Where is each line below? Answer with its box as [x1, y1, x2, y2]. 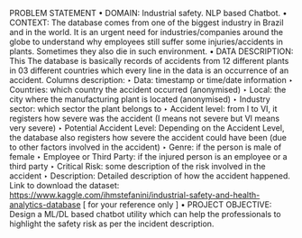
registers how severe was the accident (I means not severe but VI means [9, 113, 280, 124]
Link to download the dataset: [9, 180, 120, 190]
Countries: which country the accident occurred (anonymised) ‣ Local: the [9, 85, 287, 95]
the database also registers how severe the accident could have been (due [9, 133, 287, 142]
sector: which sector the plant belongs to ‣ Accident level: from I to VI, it [9, 104, 278, 114]
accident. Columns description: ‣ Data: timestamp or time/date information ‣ [9, 75, 294, 85]
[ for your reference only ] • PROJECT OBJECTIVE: [82, 199, 272, 210]
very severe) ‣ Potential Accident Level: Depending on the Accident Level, [9, 123, 285, 133]
